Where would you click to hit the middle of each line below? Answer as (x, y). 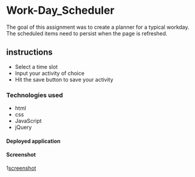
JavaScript (28, 121)
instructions (29, 52)
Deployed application (34, 141)
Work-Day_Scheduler (61, 10)
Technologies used (34, 95)
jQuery (23, 127)
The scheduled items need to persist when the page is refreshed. (87, 33)
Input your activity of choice (50, 73)
